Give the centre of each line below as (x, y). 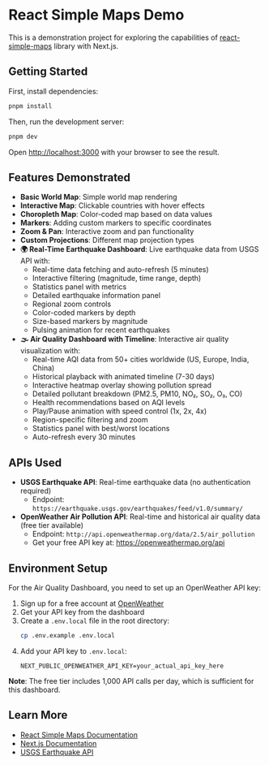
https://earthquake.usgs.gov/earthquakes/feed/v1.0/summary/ (137, 509)
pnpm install (30, 106)
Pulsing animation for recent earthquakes (101, 330)
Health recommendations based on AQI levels (109, 403)
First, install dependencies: (53, 91)
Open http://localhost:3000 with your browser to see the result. (114, 152)
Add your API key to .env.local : (73, 650)
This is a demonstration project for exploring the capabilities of (113, 37)
